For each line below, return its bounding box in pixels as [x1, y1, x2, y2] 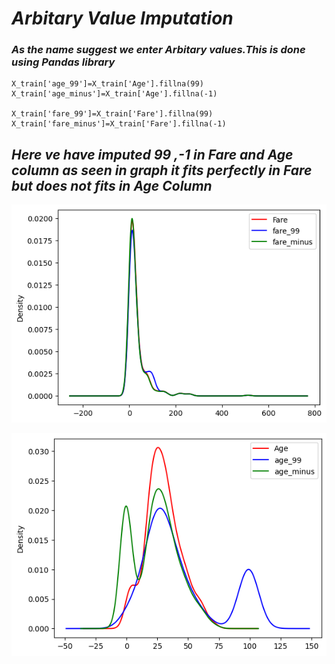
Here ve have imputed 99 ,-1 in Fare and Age [11, 146, 294, 163]
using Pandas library [11, 55, 116, 69]
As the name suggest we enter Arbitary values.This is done [11, 43, 306, 57]
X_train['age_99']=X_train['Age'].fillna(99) [11, 79, 204, 89]
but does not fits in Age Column [11, 177, 213, 194]
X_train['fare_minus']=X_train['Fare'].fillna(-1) [11, 119, 227, 129]
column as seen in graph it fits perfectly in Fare [11, 162, 313, 179]
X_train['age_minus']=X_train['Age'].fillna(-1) [11, 89, 218, 99]
